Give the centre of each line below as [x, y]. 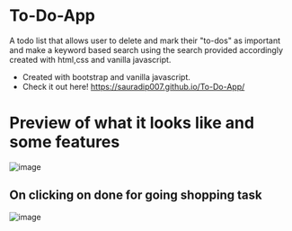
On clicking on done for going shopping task [136, 195]
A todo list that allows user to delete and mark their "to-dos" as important [145, 40]
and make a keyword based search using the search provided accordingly [146, 49]
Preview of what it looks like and [132, 123]
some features [65, 142]
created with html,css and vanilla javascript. [90, 59]
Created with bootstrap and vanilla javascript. [106, 76]
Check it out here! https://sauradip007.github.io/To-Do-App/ [133, 86]
